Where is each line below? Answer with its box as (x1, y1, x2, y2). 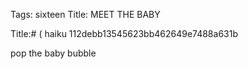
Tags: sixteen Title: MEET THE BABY (10, 9, 161, 20)
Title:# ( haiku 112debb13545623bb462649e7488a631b (10, 28, 238, 39)
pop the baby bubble (10, 47, 97, 59)
